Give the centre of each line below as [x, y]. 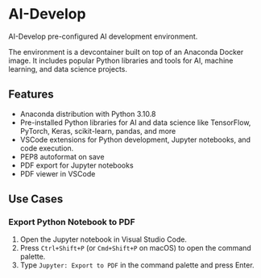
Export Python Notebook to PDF [72, 222]
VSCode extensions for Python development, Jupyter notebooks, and [135, 139]
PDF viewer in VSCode [58, 173]
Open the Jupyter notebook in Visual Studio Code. [104, 239]
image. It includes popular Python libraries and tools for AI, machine [121, 60]
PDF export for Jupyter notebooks [77, 165]
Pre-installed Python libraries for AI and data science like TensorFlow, [135, 122]
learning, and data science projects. [68, 68]
